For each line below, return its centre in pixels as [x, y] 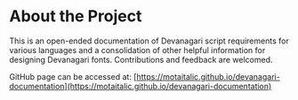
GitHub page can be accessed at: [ [73, 76]
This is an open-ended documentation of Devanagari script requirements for [149, 41]
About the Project [76, 16]
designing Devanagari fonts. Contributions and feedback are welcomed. [141, 59]
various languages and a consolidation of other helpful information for [137, 50]
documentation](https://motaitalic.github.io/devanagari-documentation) [141, 86]
